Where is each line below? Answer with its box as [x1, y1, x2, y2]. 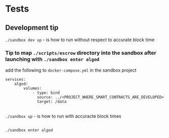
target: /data [37, 99, 67, 105]
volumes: [23, 86, 42, 91]
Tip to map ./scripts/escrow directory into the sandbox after [5, 49, 156, 56]
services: [5, 77, 26, 82]
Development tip [5, 23, 59, 32]
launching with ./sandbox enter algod [5, 55, 100, 62]
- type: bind [32, 90, 60, 95]
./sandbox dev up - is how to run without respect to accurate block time [5, 37, 155, 43]
